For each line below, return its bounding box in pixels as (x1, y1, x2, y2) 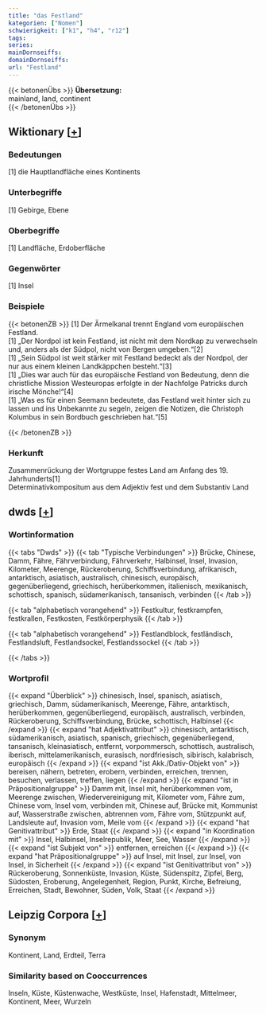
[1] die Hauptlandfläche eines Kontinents (8, 167, 141, 177)
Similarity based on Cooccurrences (8, 970, 148, 981)
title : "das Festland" (8, 11, 83, 20)
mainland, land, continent (8, 93, 91, 103)
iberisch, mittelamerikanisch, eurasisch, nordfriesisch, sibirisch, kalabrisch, (8, 750, 254, 759)
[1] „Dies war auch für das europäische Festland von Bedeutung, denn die (8, 369, 250, 379)
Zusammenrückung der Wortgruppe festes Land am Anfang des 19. (8, 465, 229, 474)
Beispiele (8, 301, 45, 312)
